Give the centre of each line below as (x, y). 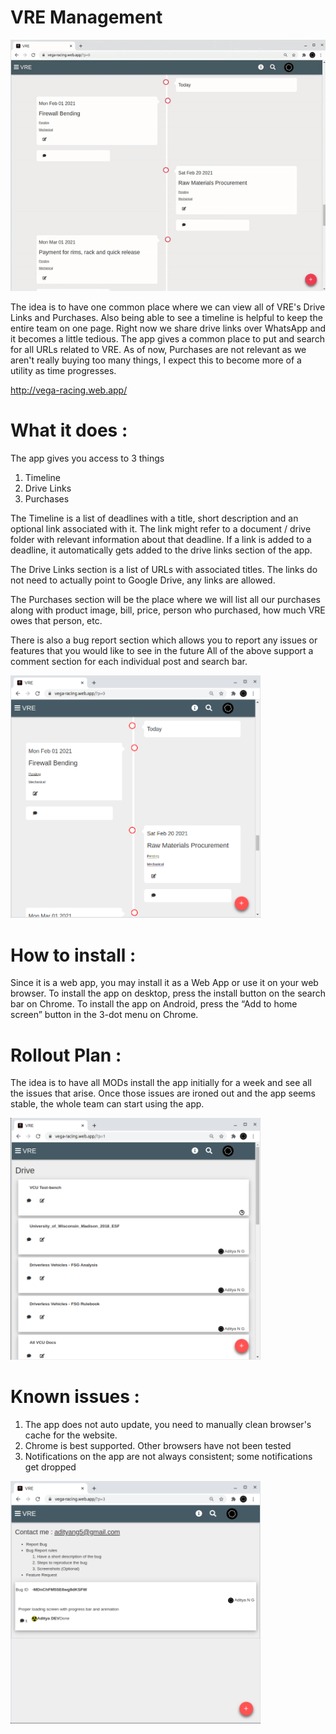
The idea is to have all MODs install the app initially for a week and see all (161, 1083)
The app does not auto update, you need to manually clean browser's (168, 1425)
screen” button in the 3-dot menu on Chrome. (104, 1015)
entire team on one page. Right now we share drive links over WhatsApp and (168, 328)
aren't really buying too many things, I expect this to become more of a (156, 360)
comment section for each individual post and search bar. (129, 662)
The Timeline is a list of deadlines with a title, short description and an (154, 518)
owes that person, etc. (56, 621)
